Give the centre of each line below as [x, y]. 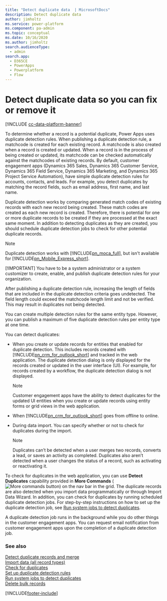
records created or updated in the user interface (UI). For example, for [84, 365]
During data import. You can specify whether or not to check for [78, 425]
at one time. [17, 324]
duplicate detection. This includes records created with [69, 349]
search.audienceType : [28, 47]
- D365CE [19, 61]
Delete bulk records [25, 583]
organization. [19, 278]
